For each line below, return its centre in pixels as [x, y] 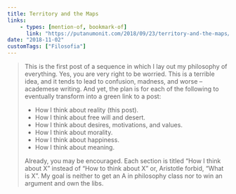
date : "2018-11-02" [36, 40]
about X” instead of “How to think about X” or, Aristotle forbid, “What [124, 168]
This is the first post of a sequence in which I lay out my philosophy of [126, 66]
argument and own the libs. [64, 183]
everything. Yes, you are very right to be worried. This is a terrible [120, 74]
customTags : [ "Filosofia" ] [47, 46]
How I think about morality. [74, 132]
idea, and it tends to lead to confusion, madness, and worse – [113, 81]
